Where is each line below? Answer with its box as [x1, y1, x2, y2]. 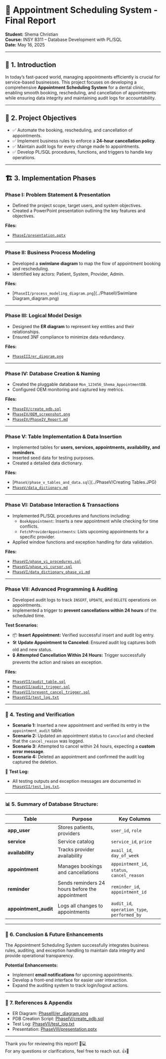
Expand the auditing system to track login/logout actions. [12, 982, 129, 988]
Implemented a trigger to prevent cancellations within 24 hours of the [12, 607, 157, 613]
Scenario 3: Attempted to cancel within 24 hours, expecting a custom [12, 743, 155, 749]
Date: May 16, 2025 [5, 42, 45, 47]
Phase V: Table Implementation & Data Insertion [5, 433, 122, 440]
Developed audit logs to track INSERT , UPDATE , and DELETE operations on [12, 597, 157, 603]
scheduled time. [12, 613, 45, 619]
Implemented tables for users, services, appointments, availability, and [12, 444, 161, 450]
